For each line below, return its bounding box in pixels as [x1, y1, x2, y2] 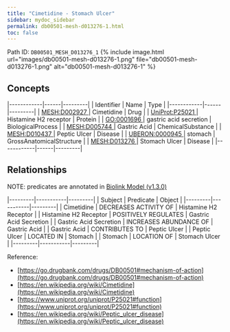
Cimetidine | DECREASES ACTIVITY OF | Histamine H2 [63, 203, 218, 211]
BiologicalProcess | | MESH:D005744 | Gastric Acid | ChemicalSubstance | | [7, 123, 222, 131]
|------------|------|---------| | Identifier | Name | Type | [7, 101, 166, 109]
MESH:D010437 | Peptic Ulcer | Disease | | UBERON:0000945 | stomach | [7, 130, 216, 138]
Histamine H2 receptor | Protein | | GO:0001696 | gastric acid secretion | [7, 115, 211, 123]
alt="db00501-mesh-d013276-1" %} [54, 62, 156, 71]
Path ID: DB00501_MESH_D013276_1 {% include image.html [7, 48, 165, 56]
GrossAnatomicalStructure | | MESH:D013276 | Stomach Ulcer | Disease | [7, 137, 214, 145]
